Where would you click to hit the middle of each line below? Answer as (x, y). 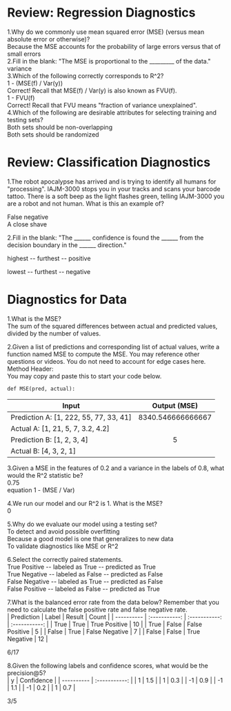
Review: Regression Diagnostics (101, 13)
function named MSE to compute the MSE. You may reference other (103, 354)
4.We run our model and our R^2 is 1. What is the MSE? (85, 503)
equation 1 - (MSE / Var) (41, 490)
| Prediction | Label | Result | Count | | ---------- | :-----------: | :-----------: (114, 616)
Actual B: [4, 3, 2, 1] (43, 451)
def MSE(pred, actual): (41, 389)
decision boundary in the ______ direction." (67, 245)
